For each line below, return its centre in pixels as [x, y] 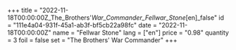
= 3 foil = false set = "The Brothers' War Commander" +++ [92, 40]
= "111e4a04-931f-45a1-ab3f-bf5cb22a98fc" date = [82, 25]
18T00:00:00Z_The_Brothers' [50, 18]
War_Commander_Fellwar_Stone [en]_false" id [157, 18]
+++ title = [23, 10]
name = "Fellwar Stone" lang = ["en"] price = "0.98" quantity [141, 32]
